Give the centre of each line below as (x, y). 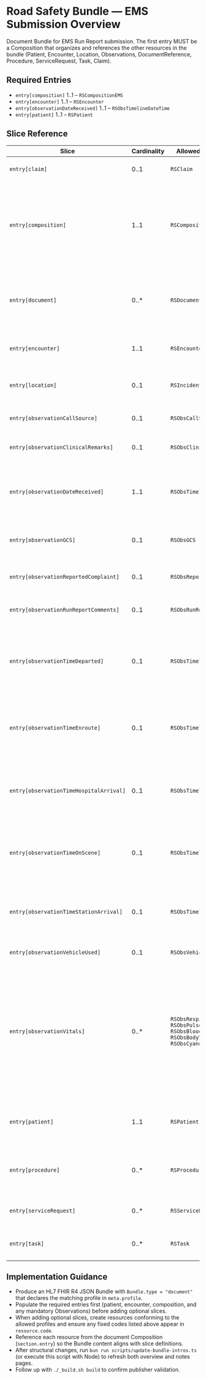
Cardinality (148, 151)
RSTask (180, 1243)
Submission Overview (63, 24)
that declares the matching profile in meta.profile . (79, 1298)
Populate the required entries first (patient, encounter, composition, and (106, 1305)
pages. (24, 1363)
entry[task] (27, 1243)
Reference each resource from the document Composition (89, 1337)
